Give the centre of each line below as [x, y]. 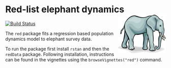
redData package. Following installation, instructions [60, 54]
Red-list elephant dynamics [65, 9]
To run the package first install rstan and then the [57, 49]
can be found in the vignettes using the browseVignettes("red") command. [84, 59]
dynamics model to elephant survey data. [49, 39]
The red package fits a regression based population [59, 33]
